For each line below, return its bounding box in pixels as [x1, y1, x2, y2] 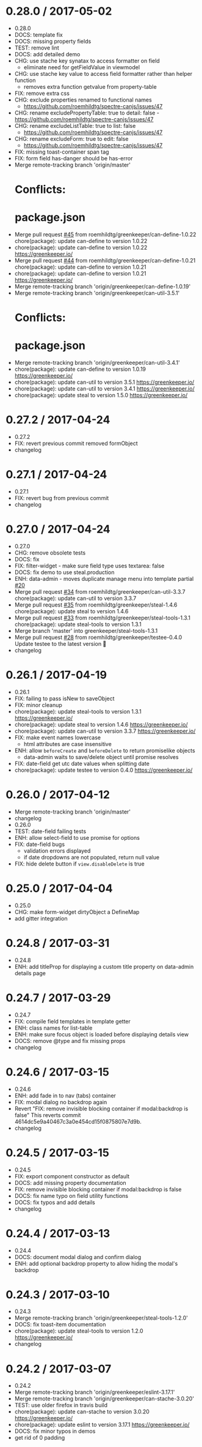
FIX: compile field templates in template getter [14, 1017, 131, 1025]
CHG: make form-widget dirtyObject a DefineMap [14, 908, 140, 916]
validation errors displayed [23, 847, 91, 854]
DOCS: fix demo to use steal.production [14, 569, 115, 576]
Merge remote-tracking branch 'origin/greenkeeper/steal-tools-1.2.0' [14, 1314, 189, 1322]
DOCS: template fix [14, 31, 63, 38]
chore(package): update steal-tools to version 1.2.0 [14, 1327, 144, 1335]
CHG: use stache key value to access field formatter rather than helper [14, 70, 193, 77]
